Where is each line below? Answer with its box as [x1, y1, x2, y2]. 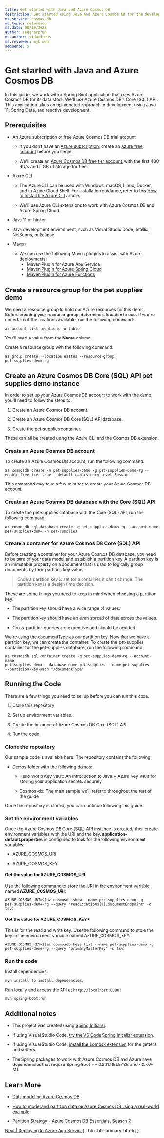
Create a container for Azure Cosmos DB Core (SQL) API [5, 540, 141, 547]
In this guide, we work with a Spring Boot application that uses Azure [5, 91, 144, 97]
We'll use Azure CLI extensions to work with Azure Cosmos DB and [19, 202, 155, 208]
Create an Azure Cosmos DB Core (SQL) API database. [12, 416, 123, 422]
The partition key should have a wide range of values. [12, 605, 121, 611]
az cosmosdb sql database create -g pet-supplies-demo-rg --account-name [5, 524, 159, 529]
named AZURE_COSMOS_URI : [5, 888, 66, 894]
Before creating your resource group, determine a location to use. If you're [5, 312, 155, 317]
